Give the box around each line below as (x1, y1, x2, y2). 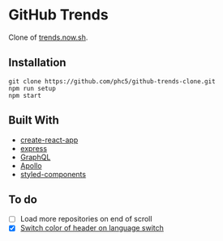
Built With (8, 113, 59, 127)
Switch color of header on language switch (19, 223, 165, 233)
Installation (8, 56, 66, 70)
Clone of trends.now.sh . (8, 32, 88, 42)
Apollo (19, 160, 42, 171)
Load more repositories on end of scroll (19, 214, 152, 224)
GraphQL (19, 152, 51, 162)
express (19, 143, 47, 153)
